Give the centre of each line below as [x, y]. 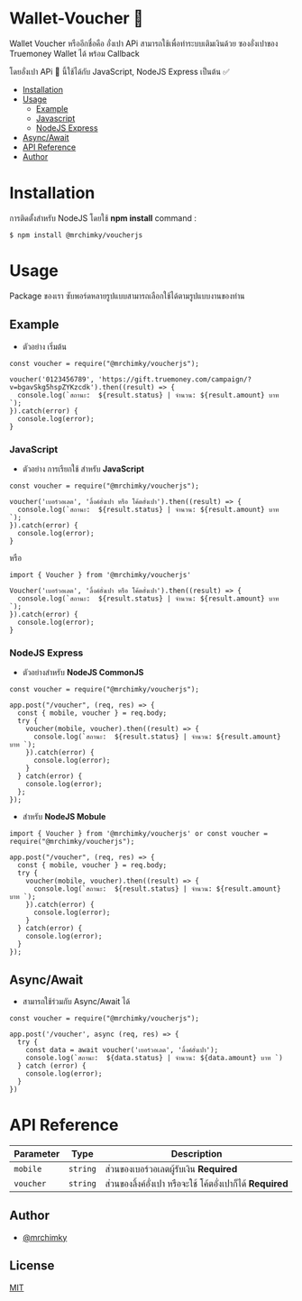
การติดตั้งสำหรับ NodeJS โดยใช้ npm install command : [103, 218]
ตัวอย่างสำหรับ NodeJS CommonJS [83, 673]
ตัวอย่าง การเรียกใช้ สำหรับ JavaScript [83, 469]
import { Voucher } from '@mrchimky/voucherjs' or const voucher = [139, 834]
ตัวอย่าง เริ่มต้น [45, 346]
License [32, 1266]
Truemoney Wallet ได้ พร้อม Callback [74, 53]
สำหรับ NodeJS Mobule [64, 817]
